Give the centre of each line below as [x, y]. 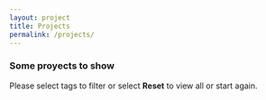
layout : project [40, 18]
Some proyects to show [62, 66]
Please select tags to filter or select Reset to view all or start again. [134, 86]
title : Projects [40, 26]
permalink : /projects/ [52, 34]
